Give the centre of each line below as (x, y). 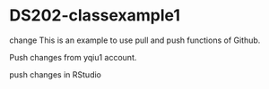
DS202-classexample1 (95, 16)
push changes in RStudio (55, 74)
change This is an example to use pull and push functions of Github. (135, 40)
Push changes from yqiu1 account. (73, 57)
